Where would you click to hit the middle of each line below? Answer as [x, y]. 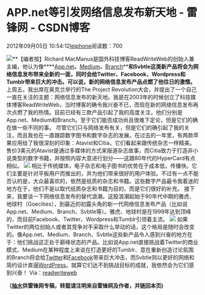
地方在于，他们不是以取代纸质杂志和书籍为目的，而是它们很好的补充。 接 [98, 188]
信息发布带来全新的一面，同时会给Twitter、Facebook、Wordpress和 [99, 74]
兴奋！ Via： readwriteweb [44, 272]
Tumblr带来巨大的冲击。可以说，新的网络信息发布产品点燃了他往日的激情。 [101, 82]
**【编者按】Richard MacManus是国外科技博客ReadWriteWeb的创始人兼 [103, 59]
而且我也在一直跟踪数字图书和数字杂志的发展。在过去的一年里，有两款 [105, 135]
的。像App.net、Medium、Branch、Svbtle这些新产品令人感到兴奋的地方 [97, 234]
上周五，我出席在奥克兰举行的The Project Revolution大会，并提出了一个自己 [102, 89]
